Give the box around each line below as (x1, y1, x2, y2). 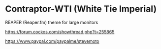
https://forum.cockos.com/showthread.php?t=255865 (5, 29, 115, 34)
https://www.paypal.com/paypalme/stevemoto (5, 38, 99, 44)
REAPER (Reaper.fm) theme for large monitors (5, 19, 98, 25)
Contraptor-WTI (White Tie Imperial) (5, 3, 157, 15)
